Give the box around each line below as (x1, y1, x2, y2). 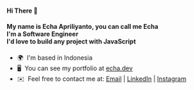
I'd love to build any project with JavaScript (6, 37, 136, 46)
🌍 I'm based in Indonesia (16, 53, 93, 62)
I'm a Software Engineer (6, 30, 79, 39)
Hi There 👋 (6, 6, 38, 15)
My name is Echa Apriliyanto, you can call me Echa (6, 22, 159, 31)
